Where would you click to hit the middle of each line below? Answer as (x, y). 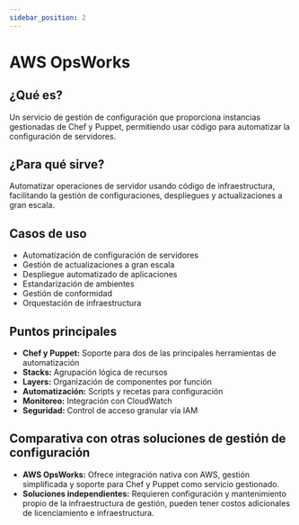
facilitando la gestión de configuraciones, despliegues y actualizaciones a (146, 195)
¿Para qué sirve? (57, 164)
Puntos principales (63, 331)
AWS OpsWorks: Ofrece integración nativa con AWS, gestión (136, 475)
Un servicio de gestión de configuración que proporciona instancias (135, 117)
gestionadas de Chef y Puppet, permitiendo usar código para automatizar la (149, 126)
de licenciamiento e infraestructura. (88, 512)
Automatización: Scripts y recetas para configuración (123, 392)
